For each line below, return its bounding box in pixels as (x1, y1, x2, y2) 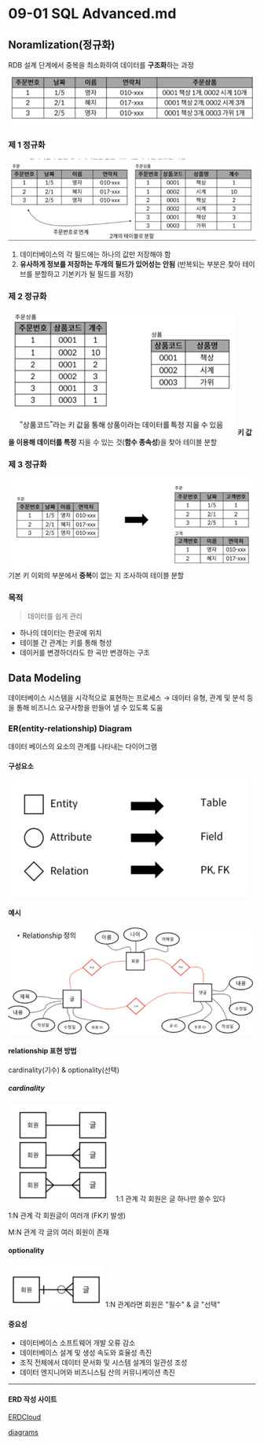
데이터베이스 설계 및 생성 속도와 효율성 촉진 (19, 1348, 152, 1358)
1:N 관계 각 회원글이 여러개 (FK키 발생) (8, 1211, 126, 1220)
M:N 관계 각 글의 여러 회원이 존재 (8, 1227, 110, 1237)
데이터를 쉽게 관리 (27, 611, 82, 621)
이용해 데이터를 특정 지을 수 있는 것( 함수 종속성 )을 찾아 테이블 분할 (16, 437, 218, 447)
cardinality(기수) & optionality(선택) (8, 1065, 120, 1075)
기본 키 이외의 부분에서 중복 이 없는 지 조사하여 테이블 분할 (8, 571, 185, 581)
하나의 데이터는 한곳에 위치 (19, 629, 102, 638)
